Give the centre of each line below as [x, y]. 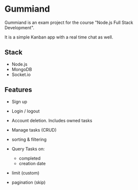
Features [18, 90]
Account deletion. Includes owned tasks [52, 120]
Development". [20, 27]
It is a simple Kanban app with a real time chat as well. [59, 37]
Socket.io [21, 75]
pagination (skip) [29, 182]
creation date [32, 163]
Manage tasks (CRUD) [34, 130]
